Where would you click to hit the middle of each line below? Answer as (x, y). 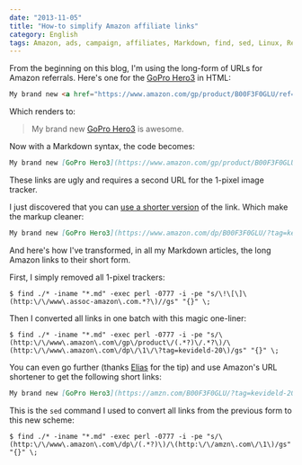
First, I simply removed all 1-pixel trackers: (87, 277)
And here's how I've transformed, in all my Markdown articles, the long (140, 250)
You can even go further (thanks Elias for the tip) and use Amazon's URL (143, 367)
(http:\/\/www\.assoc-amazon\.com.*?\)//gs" (94, 301)
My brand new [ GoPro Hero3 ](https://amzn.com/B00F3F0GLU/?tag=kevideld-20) (154, 393)
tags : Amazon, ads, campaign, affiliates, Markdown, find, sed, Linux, (146, 43)
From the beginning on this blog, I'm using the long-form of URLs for (136, 68)
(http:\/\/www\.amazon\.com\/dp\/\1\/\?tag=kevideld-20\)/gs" (128, 350)
